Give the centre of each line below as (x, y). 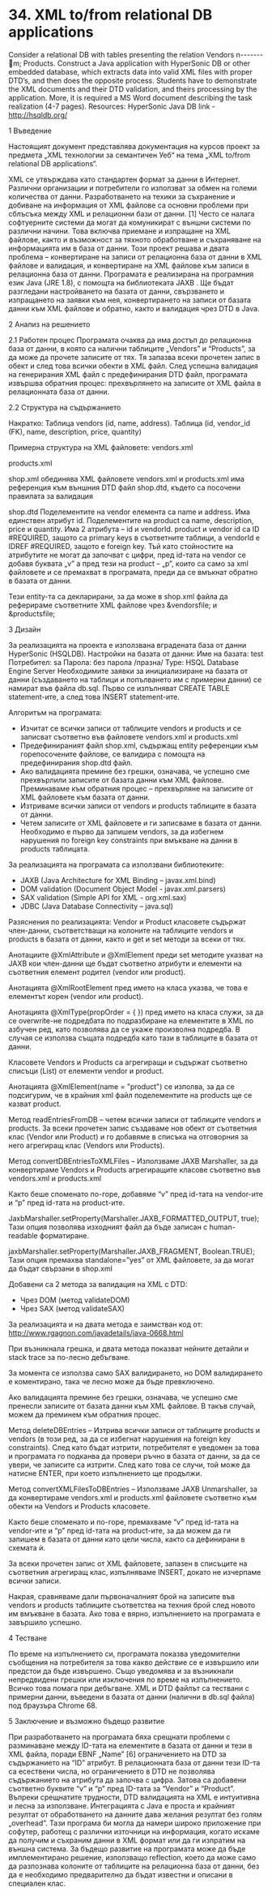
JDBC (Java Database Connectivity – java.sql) (97, 906)
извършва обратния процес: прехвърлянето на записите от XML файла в (135, 383)
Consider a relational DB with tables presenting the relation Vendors (121, 54)
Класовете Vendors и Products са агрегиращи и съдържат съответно (128, 1062)
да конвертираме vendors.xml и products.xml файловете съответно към (133, 1497)
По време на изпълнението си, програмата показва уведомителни (124, 1654)
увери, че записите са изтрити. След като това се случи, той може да (130, 1465)
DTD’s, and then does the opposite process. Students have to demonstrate (133, 80)
